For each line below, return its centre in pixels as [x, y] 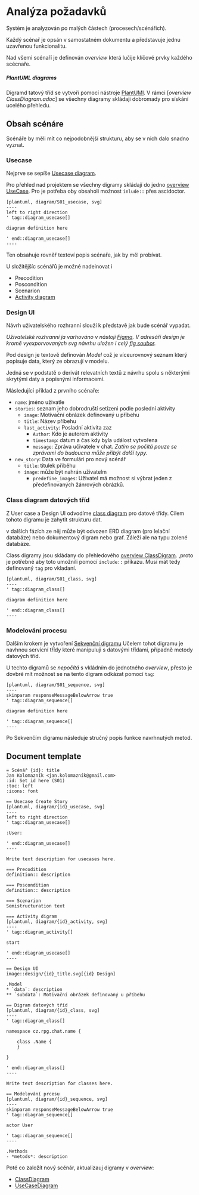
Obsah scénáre [35, 124]
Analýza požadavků [56, 12]
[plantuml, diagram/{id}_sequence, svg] [57, 1099]
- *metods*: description [37, 1156]
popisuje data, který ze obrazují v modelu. [57, 361]
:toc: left [20, 786]
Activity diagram [35, 297]
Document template [44, 756]
